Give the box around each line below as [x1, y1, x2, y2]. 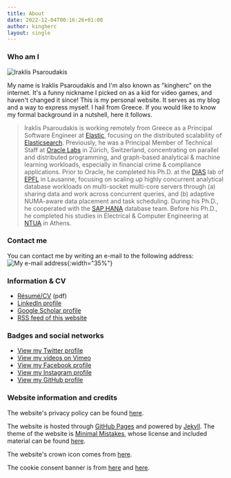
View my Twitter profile [17, 346, 83, 355]
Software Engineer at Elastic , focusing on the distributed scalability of [23, 131, 222, 139]
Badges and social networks [7, 331, 105, 341]
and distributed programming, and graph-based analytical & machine [23, 153, 221, 161]
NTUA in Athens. [23, 218, 72, 227]
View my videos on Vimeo [17, 354, 92, 362]
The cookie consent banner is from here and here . [7, 463, 150, 472]
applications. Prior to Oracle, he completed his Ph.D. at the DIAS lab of [23, 167, 224, 176]
